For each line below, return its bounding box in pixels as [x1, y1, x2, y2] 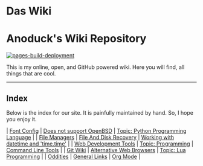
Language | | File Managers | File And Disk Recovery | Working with [6, 133, 174, 141]
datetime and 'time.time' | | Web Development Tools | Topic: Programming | [6, 140, 194, 147]
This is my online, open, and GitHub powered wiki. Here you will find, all [6, 63, 185, 71]
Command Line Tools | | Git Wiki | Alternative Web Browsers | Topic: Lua [6, 146, 186, 153]
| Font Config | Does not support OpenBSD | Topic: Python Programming [6, 127, 187, 134]
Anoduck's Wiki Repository [6, 32, 147, 46]
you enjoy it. [6, 115, 37, 123]
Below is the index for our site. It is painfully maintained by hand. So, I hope [6, 109, 193, 116]
